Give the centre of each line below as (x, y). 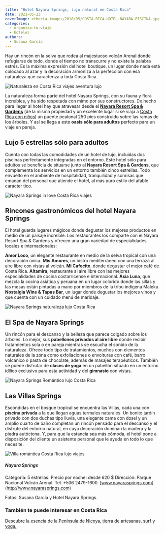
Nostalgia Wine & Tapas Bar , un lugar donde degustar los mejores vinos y (81, 292)
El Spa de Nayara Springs (45, 322)
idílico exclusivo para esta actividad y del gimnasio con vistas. (68, 371)
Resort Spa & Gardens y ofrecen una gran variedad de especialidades (76, 241)
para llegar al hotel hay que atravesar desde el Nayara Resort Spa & (74, 106)
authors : (14, 37)
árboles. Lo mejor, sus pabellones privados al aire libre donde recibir (76, 340)
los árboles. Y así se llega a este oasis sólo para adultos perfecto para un (80, 122)
